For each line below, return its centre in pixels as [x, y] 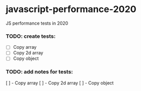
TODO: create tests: [31, 36]
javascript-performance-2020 [71, 9]
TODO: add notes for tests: [39, 72]
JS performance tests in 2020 [37, 23]
